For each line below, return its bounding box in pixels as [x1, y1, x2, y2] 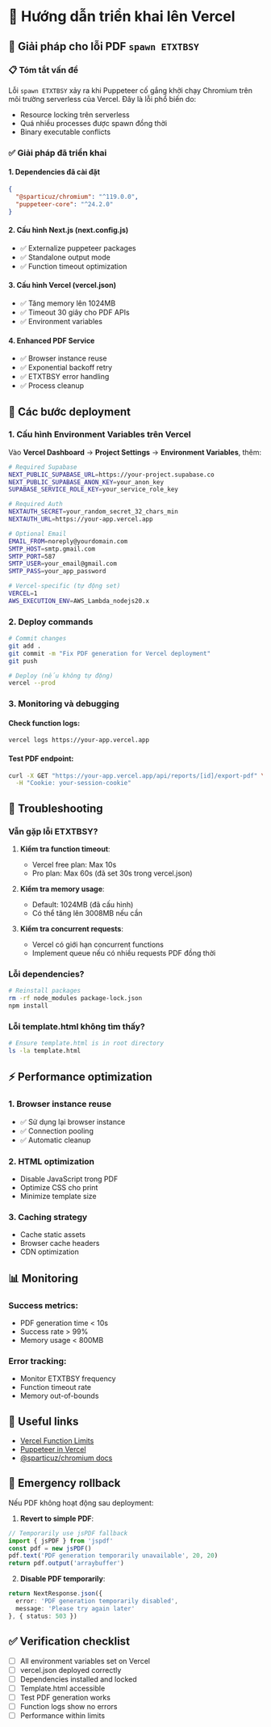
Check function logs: [8, 718, 81, 728]
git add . [8, 642, 42, 650]
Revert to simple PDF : [19, 1514, 94, 1523]
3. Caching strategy [8, 1211, 88, 1222]
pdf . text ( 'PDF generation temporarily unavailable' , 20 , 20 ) [8, 1552, 219, 1560]
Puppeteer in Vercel [19, 1445, 86, 1455]
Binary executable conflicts [19, 127, 111, 137]
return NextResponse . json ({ [8, 1590, 103, 1598]
